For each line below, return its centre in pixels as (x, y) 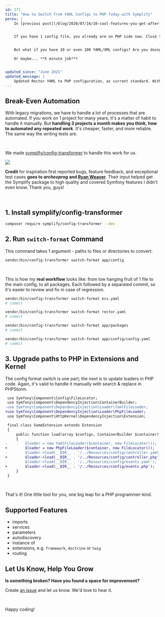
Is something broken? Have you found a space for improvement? (72, 581)
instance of (24, 543)
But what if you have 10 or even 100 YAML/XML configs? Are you (81, 50)
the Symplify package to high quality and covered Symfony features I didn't (82, 182)
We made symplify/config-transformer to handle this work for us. (71, 153)
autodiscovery (27, 538)
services (21, 527)
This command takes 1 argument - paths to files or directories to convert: (79, 251)
